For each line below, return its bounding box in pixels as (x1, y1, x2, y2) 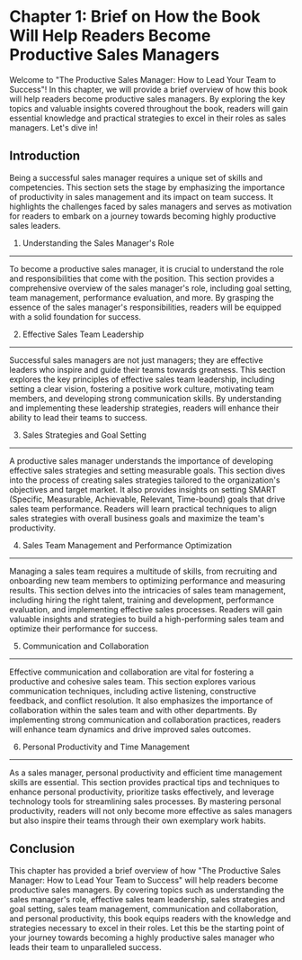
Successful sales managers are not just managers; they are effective (9, 354, 263, 366)
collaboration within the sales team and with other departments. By (9, 704, 258, 715)
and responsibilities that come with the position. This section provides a (9, 273, 275, 284)
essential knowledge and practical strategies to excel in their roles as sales (9, 113, 287, 123)
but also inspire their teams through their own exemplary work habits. (9, 815, 267, 826)
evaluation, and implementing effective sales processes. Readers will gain (9, 603, 283, 614)
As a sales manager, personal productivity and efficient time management (9, 767, 283, 778)
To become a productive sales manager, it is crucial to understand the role (9, 263, 285, 274)
